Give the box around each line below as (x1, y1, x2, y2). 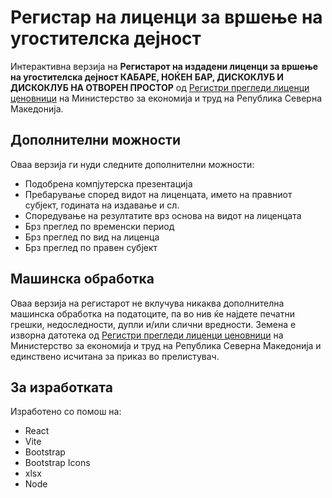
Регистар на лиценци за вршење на (10, 6, 323, 29)
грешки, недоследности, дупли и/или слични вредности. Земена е (10, 318, 297, 330)
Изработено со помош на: (10, 406, 122, 418)
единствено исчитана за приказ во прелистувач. (10, 350, 220, 362)
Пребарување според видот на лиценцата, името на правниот (24, 188, 293, 200)
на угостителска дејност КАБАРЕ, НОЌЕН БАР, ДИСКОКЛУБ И (10, 71, 285, 83)
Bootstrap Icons (24, 457, 91, 469)
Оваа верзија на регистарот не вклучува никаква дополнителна (10, 297, 285, 309)
